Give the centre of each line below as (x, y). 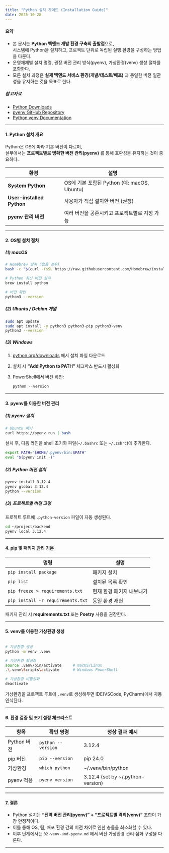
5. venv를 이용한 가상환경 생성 (35, 632)
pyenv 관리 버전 (26, 216)
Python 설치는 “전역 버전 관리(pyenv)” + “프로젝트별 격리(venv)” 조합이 (84, 815)
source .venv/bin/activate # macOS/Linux (54, 665)
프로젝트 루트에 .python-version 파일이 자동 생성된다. (58, 517)
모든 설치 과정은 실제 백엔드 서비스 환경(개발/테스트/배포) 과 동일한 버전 (82, 75)
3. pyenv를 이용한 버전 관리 (32, 403)
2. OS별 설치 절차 (22, 241)
